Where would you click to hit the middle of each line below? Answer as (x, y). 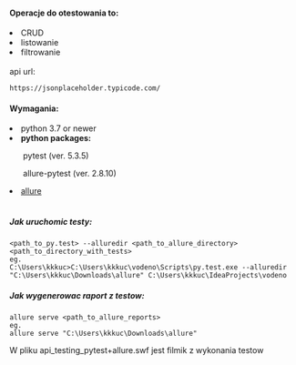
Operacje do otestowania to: (64, 13)
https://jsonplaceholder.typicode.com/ (85, 88)
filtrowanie (41, 52)
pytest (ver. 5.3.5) (56, 156)
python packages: (56, 138)
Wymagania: (34, 108)
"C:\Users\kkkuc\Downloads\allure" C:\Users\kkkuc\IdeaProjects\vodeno (148, 276)
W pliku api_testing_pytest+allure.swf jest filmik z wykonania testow (137, 350)
